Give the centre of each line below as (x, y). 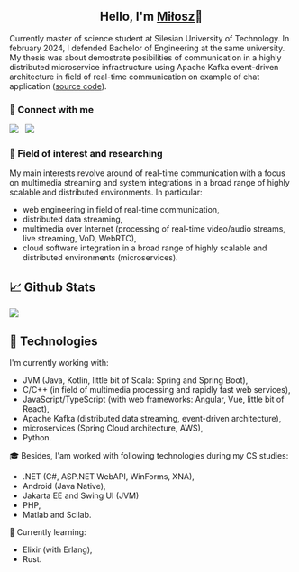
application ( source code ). (58, 86)
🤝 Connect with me (52, 109)
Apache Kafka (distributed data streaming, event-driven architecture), (152, 419)
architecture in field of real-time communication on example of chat (135, 77)
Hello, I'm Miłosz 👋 (151, 17)
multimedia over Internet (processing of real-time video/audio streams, (154, 229)
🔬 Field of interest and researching (86, 154)
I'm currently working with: (59, 363)
